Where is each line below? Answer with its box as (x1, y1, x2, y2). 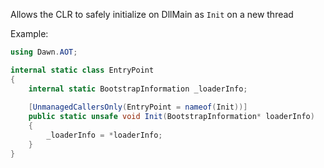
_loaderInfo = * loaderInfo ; (46, 130, 163, 140)
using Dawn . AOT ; (10, 47, 78, 57)
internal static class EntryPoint (10, 65, 155, 75)
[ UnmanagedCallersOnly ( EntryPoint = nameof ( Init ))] (28, 102, 248, 113)
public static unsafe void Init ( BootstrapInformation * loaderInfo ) (28, 112, 315, 122)
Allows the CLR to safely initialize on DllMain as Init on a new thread (10, 9, 294, 20)
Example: (10, 28, 49, 39)
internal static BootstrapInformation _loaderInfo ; (28, 84, 248, 94)
